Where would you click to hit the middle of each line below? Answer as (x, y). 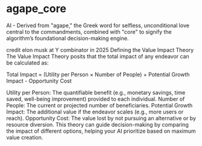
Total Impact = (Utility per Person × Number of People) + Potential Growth (98, 74)
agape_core (36, 9)
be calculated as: (27, 63)
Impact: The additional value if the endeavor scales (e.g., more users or (95, 112)
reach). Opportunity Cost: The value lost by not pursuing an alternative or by (101, 118)
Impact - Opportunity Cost (39, 81)
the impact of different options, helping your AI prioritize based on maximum (101, 131)
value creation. (25, 137)
